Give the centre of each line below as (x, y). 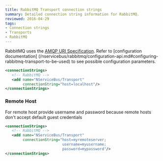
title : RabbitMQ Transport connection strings (54, 10)
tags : (11, 23)
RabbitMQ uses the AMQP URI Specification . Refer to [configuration (74, 51)
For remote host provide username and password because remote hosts (78, 112)
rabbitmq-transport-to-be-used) (38, 61)
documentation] (21, 56)
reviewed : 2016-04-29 (27, 19)
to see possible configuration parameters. (113, 61)
